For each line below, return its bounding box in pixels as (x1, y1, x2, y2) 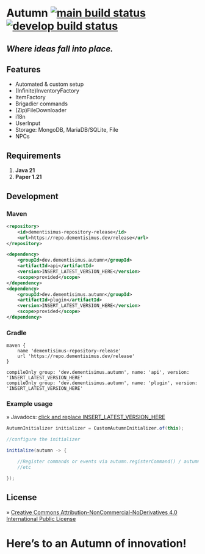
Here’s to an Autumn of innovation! (6, 536, 187, 550)
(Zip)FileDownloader (15, 107, 67, 114)
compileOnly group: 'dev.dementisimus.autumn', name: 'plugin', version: (6, 380, 198, 386)
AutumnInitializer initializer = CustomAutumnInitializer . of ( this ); (6, 425, 184, 431)
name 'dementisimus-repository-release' (17, 348, 121, 354)
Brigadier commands (15, 100, 68, 107)
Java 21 (15, 167, 35, 174)
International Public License (6, 515, 76, 522)
